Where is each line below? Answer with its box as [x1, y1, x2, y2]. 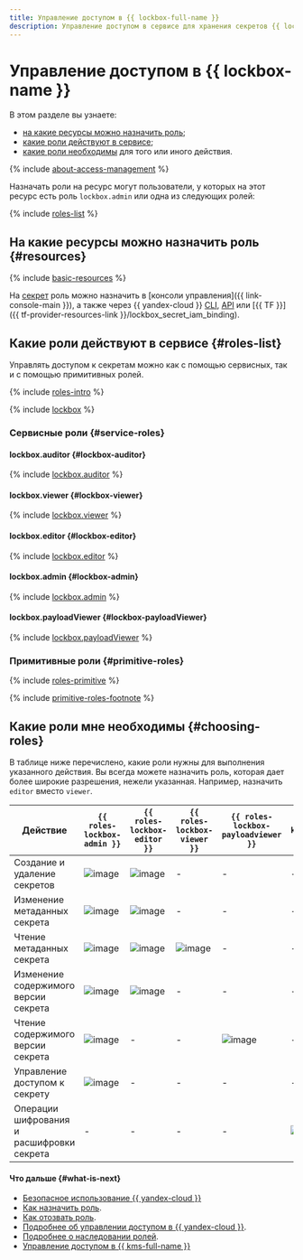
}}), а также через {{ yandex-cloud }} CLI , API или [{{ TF [62, 300, 275, 311]
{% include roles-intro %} [9, 387, 105, 397]
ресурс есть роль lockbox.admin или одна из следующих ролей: [9, 191, 255, 201]
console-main [9, 300, 61, 311]
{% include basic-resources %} [9, 273, 126, 284]
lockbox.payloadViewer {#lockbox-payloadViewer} [9, 611, 207, 623]
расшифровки [14, 1136, 76, 1149]
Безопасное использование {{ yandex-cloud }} [22, 1193, 202, 1204]
